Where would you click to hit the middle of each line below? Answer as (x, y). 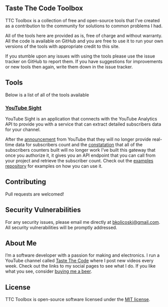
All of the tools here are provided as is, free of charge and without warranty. (84, 35)
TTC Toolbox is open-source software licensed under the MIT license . (78, 299)
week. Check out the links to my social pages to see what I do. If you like (80, 266)
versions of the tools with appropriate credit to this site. (62, 46)
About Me (21, 243)
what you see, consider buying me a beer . (49, 271)
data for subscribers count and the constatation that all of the (79, 144)
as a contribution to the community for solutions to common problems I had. (84, 26)
